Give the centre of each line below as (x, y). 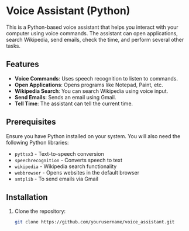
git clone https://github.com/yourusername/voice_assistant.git (94, 222)
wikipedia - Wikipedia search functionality (66, 166)
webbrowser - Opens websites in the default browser (77, 172)
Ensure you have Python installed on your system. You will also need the (93, 136)
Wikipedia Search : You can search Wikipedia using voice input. (91, 91)
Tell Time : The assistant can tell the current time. (74, 103)
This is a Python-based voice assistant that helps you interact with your (92, 27)
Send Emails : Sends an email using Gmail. (65, 97)
